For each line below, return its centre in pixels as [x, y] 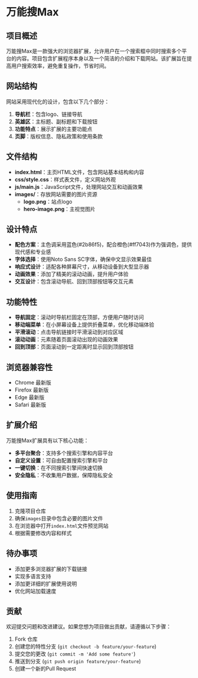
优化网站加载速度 [35, 591]
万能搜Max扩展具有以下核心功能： [48, 440]
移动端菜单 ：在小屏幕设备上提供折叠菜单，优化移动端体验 [84, 325]
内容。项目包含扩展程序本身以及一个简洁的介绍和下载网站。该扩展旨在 [101, 58]
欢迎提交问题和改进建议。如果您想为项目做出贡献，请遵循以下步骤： [89, 627]
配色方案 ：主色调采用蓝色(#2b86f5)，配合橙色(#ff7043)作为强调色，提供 [103, 245]
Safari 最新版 [30, 405]
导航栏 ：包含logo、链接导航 [48, 114]
